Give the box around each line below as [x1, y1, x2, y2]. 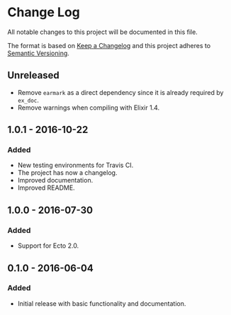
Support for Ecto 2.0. [17, 241, 79, 250]
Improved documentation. [17, 176, 94, 185]
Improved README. [17, 183, 76, 192]
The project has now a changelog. [17, 168, 118, 177]
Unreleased [7, 69, 60, 81]
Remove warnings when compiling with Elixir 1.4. [17, 103, 160, 112]
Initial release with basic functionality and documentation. [17, 299, 186, 308]
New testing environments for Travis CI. [17, 161, 134, 170]
